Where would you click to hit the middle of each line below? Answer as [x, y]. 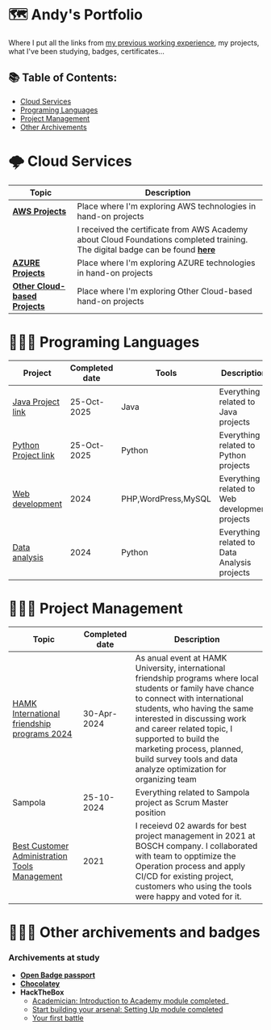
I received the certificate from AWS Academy [163, 229]
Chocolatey [40, 984]
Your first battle [58, 1018]
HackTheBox [42, 992]
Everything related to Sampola [192, 792]
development [38, 504]
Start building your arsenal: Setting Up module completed [127, 1010]
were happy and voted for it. [188, 896]
